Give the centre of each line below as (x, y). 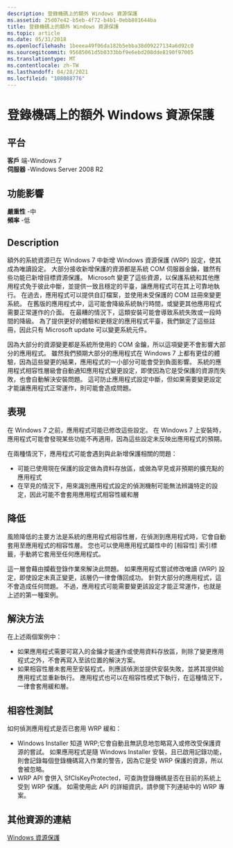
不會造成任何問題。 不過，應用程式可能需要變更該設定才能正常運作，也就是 (114, 586)
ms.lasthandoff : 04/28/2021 (48, 72)
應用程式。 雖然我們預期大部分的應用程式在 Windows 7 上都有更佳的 (116, 353)
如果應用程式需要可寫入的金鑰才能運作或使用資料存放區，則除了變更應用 (120, 652)
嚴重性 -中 (22, 211)
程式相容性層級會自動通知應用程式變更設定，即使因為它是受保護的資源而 (116, 370)
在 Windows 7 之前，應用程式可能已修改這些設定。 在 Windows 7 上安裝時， (116, 430)
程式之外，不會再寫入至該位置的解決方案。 (78, 660)
